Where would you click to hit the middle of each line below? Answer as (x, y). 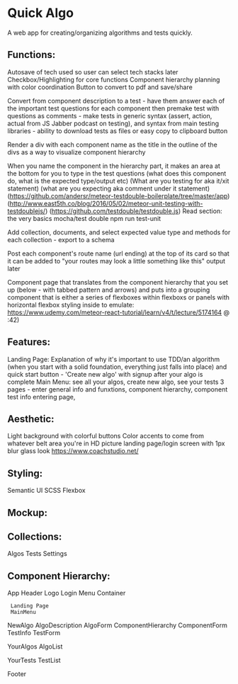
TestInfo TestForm (34, 633)
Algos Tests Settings (37, 554)
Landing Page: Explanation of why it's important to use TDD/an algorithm (114, 359)
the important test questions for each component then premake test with (113, 108)
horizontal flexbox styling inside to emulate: (71, 304)
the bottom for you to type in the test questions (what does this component (117, 173)
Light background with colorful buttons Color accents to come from (106, 436)
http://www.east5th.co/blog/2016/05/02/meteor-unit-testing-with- (106, 203)
